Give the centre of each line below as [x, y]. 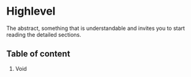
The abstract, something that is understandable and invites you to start [96, 28]
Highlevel [31, 11]
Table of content [38, 54]
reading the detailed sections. [44, 34]
